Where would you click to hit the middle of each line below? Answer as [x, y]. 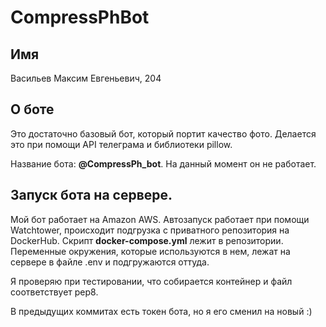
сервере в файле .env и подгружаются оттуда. [110, 262]
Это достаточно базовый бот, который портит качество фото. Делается [163, 133]
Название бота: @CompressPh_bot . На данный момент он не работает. [163, 163]
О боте [32, 109]
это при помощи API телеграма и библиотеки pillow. [121, 144]
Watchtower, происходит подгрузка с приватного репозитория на [150, 230]
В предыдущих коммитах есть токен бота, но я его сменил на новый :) [161, 311]
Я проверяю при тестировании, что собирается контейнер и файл [151, 281]
